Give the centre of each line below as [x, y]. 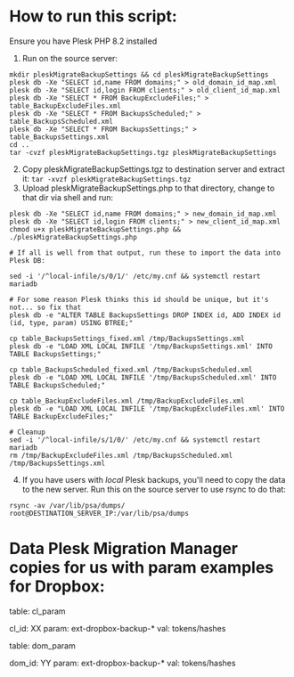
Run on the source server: [70, 58]
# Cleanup [28, 432]
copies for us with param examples [142, 568]
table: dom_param [42, 645]
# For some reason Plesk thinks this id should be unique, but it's [139, 299]
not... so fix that [45, 307]
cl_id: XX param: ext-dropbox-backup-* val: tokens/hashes [118, 628]
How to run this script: [93, 16]
